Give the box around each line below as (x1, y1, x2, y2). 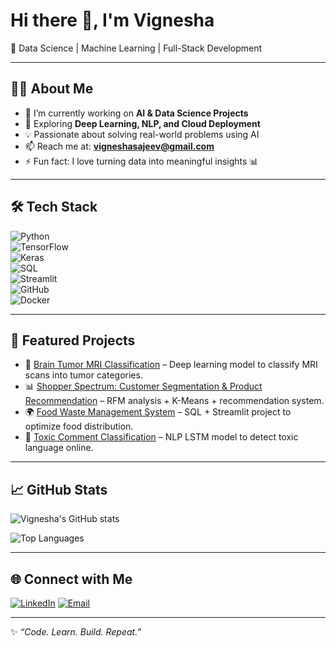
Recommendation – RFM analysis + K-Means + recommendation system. (24, 395, 325, 407)
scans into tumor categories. (24, 369, 143, 381)
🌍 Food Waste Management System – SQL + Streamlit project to (24, 406, 292, 418)
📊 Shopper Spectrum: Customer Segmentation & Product (24, 380, 263, 393)
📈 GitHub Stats (10, 481, 108, 498)
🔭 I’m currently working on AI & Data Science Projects (24, 107, 249, 119)
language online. (24, 442, 94, 454)
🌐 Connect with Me (10, 570, 133, 588)
